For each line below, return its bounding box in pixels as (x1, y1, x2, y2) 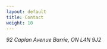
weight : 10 (6, 20, 33, 26)
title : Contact (6, 14, 44, 20)
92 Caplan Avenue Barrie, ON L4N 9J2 (6, 36, 102, 44)
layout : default (6, 8, 46, 15)
